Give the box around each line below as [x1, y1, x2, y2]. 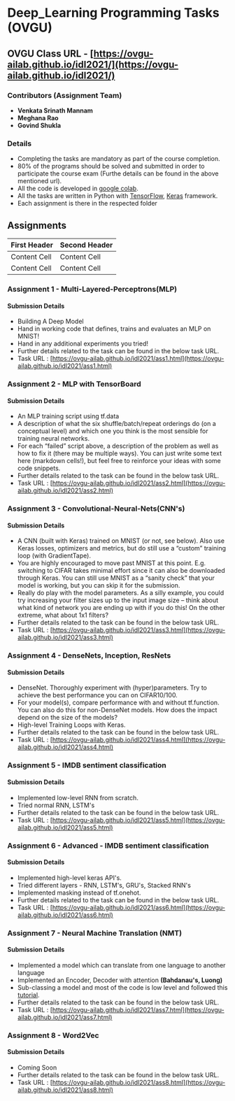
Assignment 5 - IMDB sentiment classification [7, 760, 166, 770]
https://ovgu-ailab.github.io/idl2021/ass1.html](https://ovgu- [52, 355, 225, 363]
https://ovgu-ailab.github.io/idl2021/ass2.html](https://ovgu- [52, 479, 226, 488]
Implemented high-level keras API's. [17, 873, 122, 882]
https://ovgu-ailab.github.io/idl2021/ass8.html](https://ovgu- [52, 1078, 226, 1086]
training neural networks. [17, 434, 90, 443]
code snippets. [17, 464, 61, 473]
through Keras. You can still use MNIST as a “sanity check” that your [17, 574, 215, 582]
